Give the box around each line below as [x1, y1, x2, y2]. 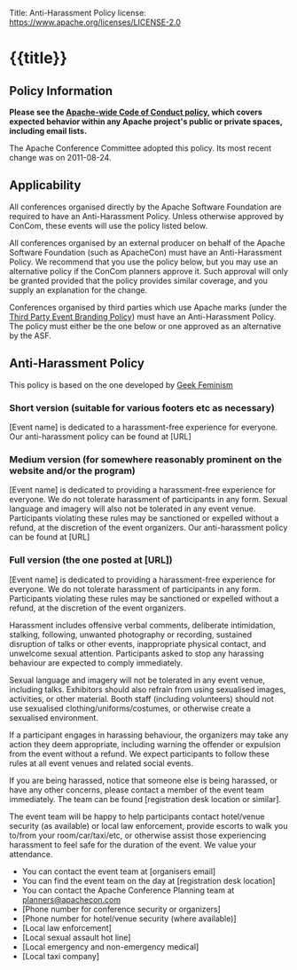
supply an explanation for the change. [9, 284, 148, 296]
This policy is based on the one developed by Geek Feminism [9, 379, 233, 390]
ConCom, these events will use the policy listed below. [9, 220, 208, 231]
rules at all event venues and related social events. [9, 758, 193, 769]
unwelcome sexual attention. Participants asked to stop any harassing [9, 648, 264, 658]
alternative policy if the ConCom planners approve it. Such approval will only [9, 265, 288, 276]
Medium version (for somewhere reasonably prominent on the [9, 453, 282, 465]
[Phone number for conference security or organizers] [21, 903, 222, 914]
